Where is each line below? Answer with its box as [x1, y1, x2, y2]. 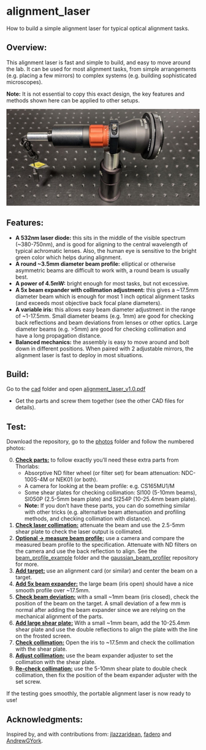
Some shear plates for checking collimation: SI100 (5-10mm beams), [24, 489, 197, 497]
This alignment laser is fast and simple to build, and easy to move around [6, 58, 191, 66]
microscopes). [6, 78, 43, 85]
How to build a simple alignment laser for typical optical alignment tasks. [6, 25, 189, 32]
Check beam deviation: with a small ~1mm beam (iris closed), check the [15, 593, 199, 601]
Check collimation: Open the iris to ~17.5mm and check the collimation [15, 639, 195, 646]
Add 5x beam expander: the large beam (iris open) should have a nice [15, 580, 194, 587]
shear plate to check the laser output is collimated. [15, 528, 143, 535]
